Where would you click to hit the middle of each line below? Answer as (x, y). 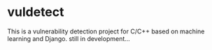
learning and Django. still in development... (69, 38)
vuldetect (36, 12)
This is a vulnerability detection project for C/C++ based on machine (106, 31)
